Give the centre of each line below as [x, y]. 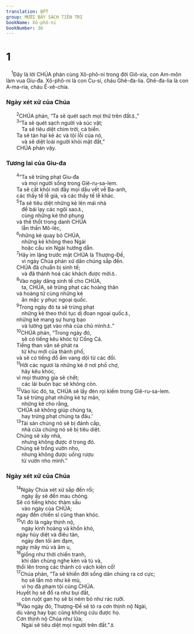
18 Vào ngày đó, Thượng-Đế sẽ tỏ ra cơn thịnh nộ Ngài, [82, 605]
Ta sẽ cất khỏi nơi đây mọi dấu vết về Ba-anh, [72, 189]
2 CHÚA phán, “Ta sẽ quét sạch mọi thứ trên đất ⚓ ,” [78, 115]
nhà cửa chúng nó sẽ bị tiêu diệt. [61, 429]
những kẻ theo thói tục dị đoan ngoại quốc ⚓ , [76, 313]
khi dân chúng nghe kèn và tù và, [62, 560]
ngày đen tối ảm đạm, [48, 540]
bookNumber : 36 [25, 28]
